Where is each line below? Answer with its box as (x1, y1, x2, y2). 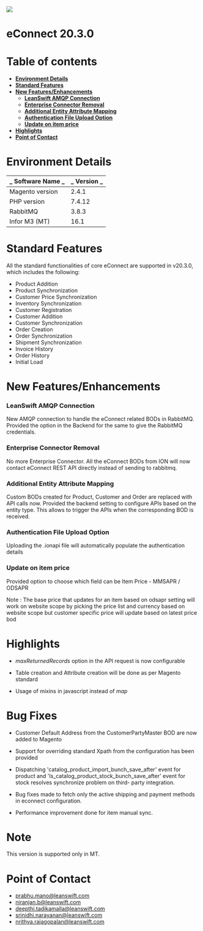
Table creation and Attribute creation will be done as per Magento (15, 669, 181, 676)
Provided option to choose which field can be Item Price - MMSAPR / (6, 577, 180, 585)
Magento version (9, 187, 58, 196)
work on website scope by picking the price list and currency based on (6, 603, 185, 610)
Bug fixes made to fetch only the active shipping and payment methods (15, 790, 195, 798)
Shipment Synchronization (15, 339, 82, 346)
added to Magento (15, 735, 62, 743)
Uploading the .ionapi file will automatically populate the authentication (6, 542, 185, 549)
